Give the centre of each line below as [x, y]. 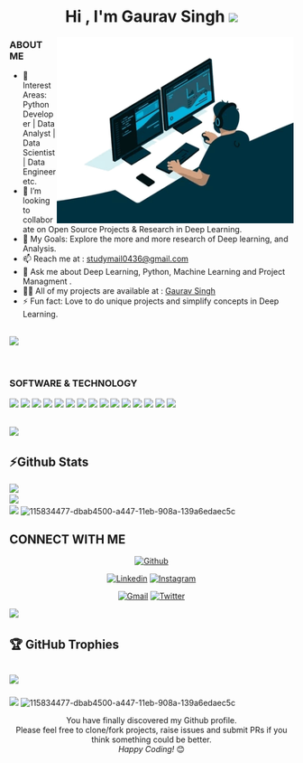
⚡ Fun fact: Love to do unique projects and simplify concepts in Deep [151, 301]
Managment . [47, 281]
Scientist [39, 153]
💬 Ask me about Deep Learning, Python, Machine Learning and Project [154, 272]
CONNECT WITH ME [68, 539]
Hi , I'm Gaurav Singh [145, 17]
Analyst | [39, 134]
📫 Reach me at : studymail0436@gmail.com [106, 259]
